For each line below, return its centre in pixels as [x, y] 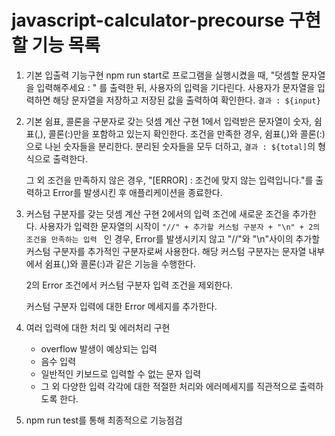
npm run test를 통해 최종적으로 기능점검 [104, 420]
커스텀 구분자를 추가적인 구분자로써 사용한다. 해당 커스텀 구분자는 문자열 [166, 251]
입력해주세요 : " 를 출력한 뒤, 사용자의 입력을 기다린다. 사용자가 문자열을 [176, 87]
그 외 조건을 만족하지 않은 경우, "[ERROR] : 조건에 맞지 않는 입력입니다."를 [169, 180]
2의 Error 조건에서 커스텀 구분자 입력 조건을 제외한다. [129, 285]
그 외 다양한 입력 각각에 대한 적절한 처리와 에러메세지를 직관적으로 [169, 386]
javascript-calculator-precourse [148, 20]
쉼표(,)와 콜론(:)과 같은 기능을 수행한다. [120, 263]
